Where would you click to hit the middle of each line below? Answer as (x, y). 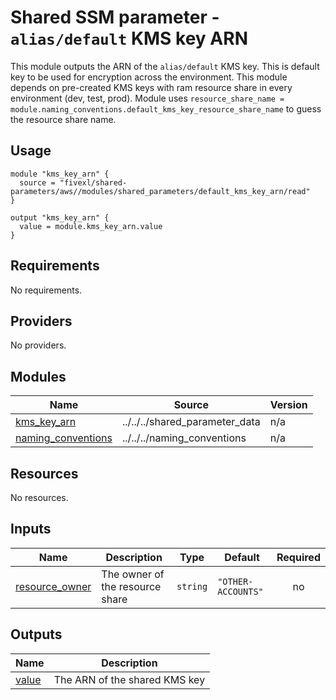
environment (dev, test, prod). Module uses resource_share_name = (147, 98)
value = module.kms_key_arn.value (91, 226)
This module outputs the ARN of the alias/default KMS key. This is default (165, 66)
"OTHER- (235, 581)
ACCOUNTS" (240, 591)
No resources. (39, 497)
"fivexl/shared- (93, 182)
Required (298, 557)
